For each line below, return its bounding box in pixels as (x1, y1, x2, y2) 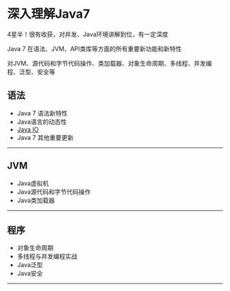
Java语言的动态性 (16, 117, 67, 126)
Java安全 (16, 269, 43, 277)
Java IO (16, 125, 39, 133)
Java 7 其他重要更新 (16, 133, 74, 141)
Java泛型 (16, 261, 43, 269)
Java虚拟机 (16, 179, 49, 187)
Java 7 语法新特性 (16, 109, 68, 117)
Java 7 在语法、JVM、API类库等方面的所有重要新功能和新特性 (7, 44, 182, 53)
